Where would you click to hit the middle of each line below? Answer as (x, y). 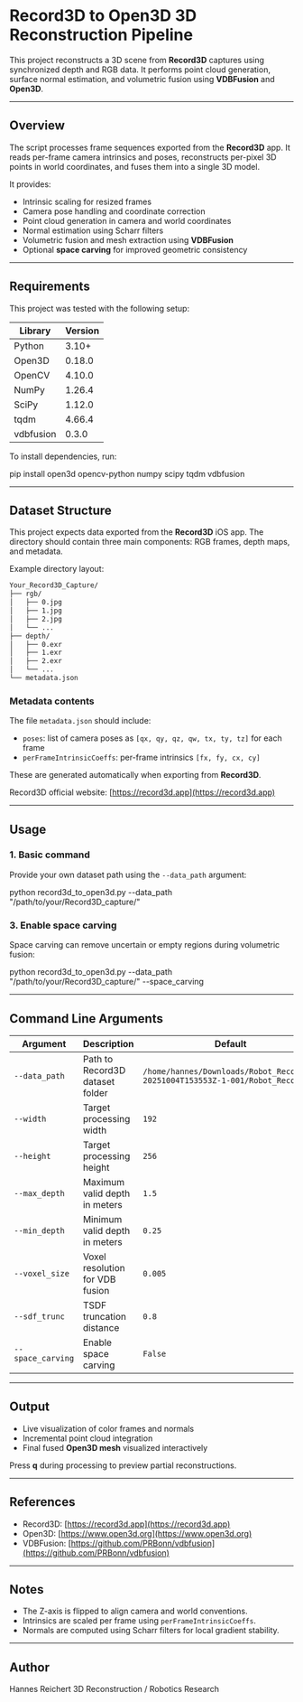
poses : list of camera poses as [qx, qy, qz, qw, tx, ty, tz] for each (152, 738)
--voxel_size (42, 1273)
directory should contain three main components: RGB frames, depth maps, (150, 542)
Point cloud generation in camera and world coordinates (127, 220)
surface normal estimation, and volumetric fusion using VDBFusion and (142, 79)
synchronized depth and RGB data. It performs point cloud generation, (140, 70)
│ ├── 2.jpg (36, 619)
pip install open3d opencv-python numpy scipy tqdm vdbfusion (127, 473)
